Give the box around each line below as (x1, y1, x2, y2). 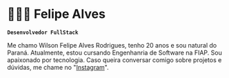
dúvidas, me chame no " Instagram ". (7, 63, 109, 71)
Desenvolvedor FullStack (7, 29, 79, 36)
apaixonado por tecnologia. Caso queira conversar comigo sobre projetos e (7, 55, 222, 64)
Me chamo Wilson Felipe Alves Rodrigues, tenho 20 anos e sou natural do (7, 41, 217, 49)
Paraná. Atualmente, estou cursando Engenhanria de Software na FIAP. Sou (7, 48, 222, 57)
